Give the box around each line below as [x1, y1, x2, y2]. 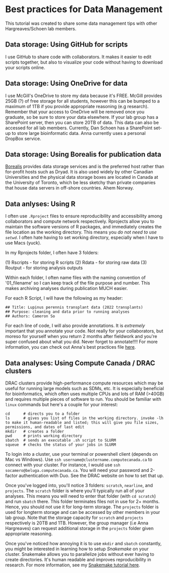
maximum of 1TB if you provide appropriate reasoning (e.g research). [5, 103, 149, 109]
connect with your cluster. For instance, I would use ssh [5, 462, 121, 468]
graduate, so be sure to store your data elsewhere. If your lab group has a [5, 114, 158, 120]
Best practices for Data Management [5, 4, 163, 15]
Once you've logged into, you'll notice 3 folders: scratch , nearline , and [5, 483, 153, 488]
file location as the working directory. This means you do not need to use [5, 229, 157, 235]
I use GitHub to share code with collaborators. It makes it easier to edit [5, 54, 151, 60]
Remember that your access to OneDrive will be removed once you [5, 109, 145, 115]
